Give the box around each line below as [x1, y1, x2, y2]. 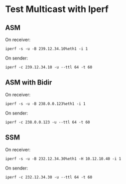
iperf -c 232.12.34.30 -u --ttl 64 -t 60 [5, 174, 93, 179]
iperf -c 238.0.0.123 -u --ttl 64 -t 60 [5, 119, 91, 124]
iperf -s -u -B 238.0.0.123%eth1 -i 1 [5, 101, 86, 106]
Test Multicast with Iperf [5, 3, 109, 15]
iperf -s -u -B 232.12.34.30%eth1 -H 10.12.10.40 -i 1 [5, 156, 122, 161]
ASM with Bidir [5, 78, 52, 87]
